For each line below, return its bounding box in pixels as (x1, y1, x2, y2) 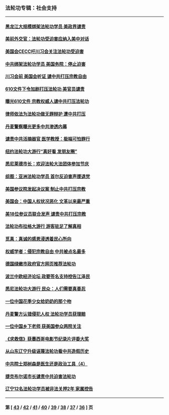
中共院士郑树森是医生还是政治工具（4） (5, 360, 88, 367)
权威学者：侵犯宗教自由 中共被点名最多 (5, 248, 86, 254)
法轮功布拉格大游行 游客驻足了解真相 (5, 223, 81, 229)
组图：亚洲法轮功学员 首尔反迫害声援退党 (5, 173, 91, 180)
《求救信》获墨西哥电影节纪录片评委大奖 (5, 336, 89, 342)
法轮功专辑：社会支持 (5, 4, 57, 11)
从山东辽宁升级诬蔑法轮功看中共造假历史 (5, 348, 89, 354)
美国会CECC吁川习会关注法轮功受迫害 (5, 48, 84, 55)
